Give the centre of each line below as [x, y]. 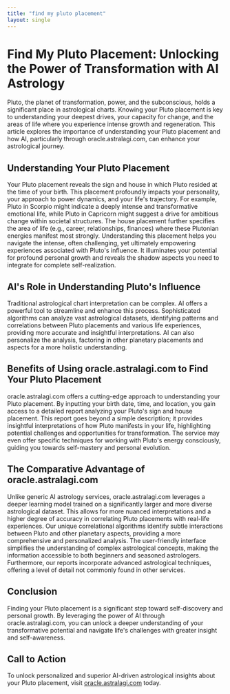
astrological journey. [36, 146]
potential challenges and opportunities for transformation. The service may [114, 433]
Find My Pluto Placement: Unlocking [113, 54]
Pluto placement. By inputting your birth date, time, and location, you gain [111, 403]
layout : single [29, 20]
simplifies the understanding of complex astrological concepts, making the [113, 548]
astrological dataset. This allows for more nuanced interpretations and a [109, 511]
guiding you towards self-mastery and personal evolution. [89, 447]
